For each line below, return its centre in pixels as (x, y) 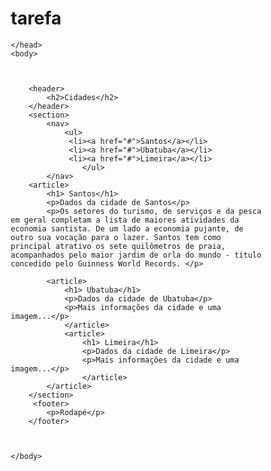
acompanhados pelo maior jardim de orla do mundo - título (136, 255)
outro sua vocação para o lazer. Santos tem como (116, 237)
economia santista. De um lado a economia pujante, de (127, 228)
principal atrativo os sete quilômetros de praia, (118, 246)
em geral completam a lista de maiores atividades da (125, 220)
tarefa (36, 18)
